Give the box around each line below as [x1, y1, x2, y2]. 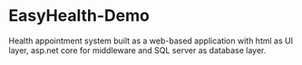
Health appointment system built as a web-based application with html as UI [8, 35, 294, 46]
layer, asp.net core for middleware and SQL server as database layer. [8, 44, 267, 55]
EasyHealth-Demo [8, 5, 151, 26]
